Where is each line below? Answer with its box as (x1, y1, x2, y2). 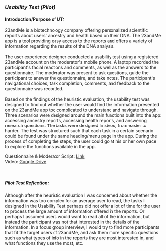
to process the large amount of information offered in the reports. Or (5, 208, 145, 214)
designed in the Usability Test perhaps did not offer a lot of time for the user (5, 203, 161, 209)
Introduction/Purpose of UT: (5, 16, 64, 22)
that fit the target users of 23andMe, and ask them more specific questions (5, 230, 159, 236)
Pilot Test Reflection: (5, 180, 49, 186)
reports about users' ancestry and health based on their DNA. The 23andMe (5, 33, 161, 39)
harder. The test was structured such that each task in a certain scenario (5, 128, 154, 134)
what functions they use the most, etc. (5, 240, 84, 246)
